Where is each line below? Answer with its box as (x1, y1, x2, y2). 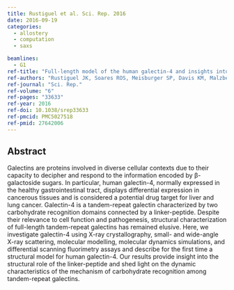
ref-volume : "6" (7, 88, 54, 95)
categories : (7, 23, 42, 30)
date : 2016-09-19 (7, 17, 58, 24)
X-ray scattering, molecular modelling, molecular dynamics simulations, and (7, 238, 225, 246)
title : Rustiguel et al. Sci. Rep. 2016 (7, 10, 127, 17)
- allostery (13, 29, 49, 37)
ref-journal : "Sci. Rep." (7, 81, 82, 88)
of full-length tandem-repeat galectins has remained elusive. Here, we (7, 223, 209, 232)
